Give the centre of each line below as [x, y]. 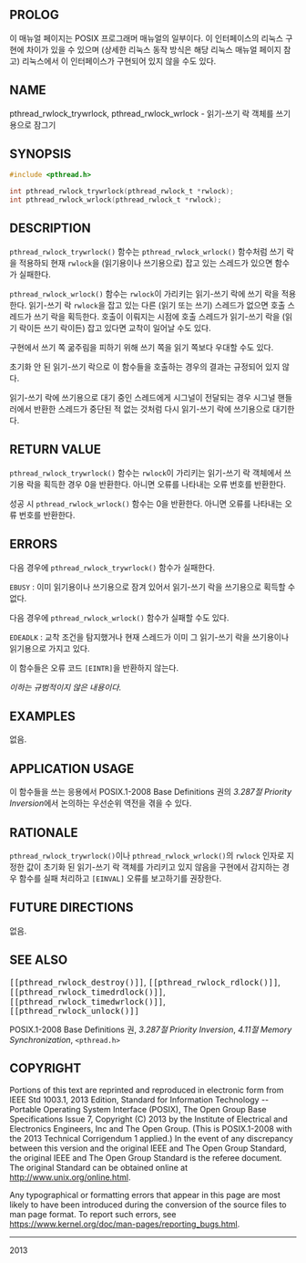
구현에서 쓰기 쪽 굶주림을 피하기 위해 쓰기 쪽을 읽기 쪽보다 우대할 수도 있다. [142, 347]
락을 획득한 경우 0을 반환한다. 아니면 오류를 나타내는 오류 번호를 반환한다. [156, 484]
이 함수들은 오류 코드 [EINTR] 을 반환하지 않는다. [94, 668]
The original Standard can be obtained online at [99, 1168]
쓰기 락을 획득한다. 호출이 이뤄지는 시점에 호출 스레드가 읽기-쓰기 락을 [157, 316]
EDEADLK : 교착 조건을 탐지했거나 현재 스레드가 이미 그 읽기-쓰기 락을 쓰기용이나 [149, 637]
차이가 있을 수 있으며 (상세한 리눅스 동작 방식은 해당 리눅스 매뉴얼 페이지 [154, 49]
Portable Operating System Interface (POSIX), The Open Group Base [138, 1110]
